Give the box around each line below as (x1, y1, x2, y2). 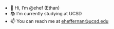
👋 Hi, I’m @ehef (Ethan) (10, 5, 60, 11)
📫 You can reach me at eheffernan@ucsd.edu (10, 18, 109, 24)
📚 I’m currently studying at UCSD (10, 11, 82, 16)
